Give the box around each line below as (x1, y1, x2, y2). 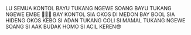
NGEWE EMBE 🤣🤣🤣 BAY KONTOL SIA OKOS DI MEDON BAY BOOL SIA (5, 11, 175, 18)
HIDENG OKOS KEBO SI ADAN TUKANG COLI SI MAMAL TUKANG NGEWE (5, 17, 186, 24)
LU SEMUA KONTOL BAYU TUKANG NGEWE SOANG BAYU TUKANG (5, 5, 172, 11)
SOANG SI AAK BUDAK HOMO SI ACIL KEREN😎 (5, 23, 122, 30)
